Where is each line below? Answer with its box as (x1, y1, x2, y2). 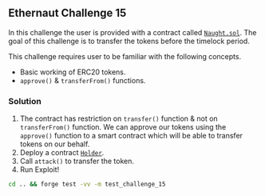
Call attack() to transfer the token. (19, 156, 134, 166)
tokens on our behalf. (19, 139, 90, 149)
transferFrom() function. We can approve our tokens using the (19, 122, 227, 132)
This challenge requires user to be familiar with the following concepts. (8, 51, 242, 61)
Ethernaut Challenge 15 (8, 6, 127, 20)
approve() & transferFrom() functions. (19, 75, 146, 85)
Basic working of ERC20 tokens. (19, 67, 126, 77)
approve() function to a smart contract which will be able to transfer (19, 131, 243, 141)
